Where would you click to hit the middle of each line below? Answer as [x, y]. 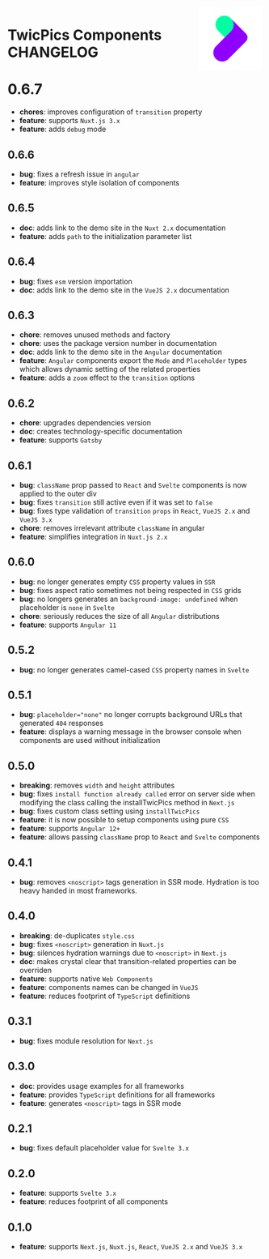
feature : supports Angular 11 [68, 625]
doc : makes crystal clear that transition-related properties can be [128, 961]
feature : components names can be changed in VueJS [109, 987]
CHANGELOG [53, 52]
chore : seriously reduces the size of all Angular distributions [119, 616]
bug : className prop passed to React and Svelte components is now [133, 485]
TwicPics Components [85, 35]
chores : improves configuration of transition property [111, 112]
